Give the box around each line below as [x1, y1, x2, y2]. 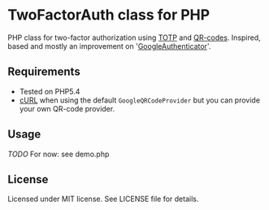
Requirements [7, 65, 80, 79]
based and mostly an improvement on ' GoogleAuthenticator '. [7, 41, 211, 50]
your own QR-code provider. [19, 103, 115, 113]
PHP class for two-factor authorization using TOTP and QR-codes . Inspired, [7, 33, 261, 42]
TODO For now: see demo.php [7, 149, 110, 159]
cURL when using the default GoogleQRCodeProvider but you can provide [19, 95, 261, 105]
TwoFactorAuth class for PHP [7, 6, 210, 24]
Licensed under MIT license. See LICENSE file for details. [7, 194, 199, 204]
